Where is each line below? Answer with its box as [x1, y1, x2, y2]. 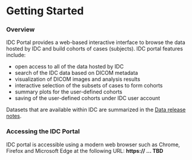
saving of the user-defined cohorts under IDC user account [14, 95, 160, 102]
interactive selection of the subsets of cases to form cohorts [14, 82, 163, 89]
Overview [6, 26, 35, 34]
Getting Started [6, 4, 84, 18]
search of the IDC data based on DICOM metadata [14, 70, 139, 77]
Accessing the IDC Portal [6, 127, 80, 136]
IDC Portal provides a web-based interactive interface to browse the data [6, 39, 185, 46]
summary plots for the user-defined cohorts [14, 88, 123, 96]
